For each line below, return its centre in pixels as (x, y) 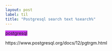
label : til (17, 14)
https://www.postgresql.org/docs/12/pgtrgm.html (56, 43)
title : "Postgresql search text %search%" (50, 19)
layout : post (19, 10)
